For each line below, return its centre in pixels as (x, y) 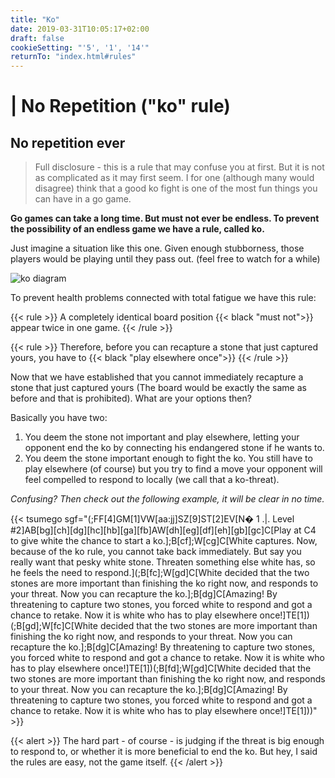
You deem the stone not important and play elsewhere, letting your (162, 437)
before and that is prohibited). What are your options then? (131, 398)
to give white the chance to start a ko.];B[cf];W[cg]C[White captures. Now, (164, 541)
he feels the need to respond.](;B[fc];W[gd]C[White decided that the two (160, 573)
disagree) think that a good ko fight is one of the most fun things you (176, 188)
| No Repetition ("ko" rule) (120, 106)
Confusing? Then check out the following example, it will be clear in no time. (167, 499)
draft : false (37, 38)
